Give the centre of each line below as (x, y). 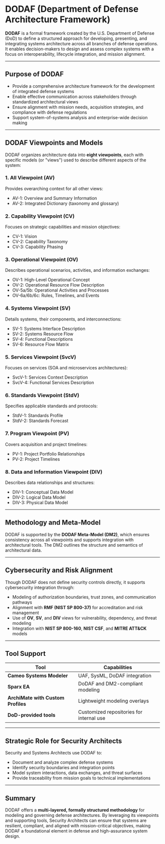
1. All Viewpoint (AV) (30, 178)
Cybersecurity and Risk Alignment (59, 570)
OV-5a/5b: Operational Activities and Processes (60, 290)
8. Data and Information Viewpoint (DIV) (54, 472)
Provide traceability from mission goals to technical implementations (81, 778)
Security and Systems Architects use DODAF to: (54, 753)
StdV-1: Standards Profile (38, 416)
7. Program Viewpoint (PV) (37, 433)
